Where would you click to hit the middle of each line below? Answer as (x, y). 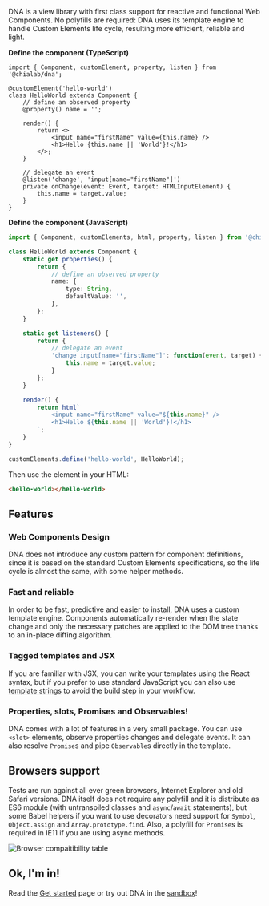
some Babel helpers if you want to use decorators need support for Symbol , (132, 815)
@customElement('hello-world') (60, 88)
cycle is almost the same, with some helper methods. (96, 572)
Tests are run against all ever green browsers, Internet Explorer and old (125, 790)
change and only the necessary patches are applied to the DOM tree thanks (133, 627)
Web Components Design (59, 536)
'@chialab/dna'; (35, 75)
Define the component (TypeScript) (69, 53)
